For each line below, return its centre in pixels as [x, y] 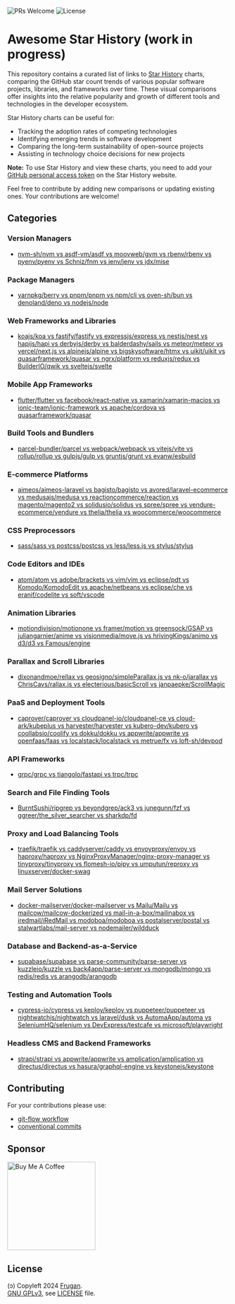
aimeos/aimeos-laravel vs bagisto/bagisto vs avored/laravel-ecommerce [123, 490]
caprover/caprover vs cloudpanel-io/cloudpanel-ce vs [96, 718]
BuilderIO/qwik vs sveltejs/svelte [65, 366]
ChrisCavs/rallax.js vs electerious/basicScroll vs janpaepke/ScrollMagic [121, 684]
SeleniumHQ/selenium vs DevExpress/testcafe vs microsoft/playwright [120, 1025]
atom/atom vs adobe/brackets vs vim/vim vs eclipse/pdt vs [103, 580]
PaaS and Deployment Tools [56, 702]
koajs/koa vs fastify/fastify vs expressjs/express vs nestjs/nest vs [113, 336]
